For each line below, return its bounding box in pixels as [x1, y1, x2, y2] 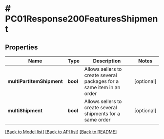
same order [84, 117, 111, 123]
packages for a [84, 78, 119, 84]
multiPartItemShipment [7, 78, 63, 84]
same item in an [84, 84, 121, 91]
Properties [5, 43, 38, 51]
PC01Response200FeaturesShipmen [5, 13, 158, 24]
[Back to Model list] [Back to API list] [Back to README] [5, 129, 117, 135]
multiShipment [7, 107, 43, 114]
